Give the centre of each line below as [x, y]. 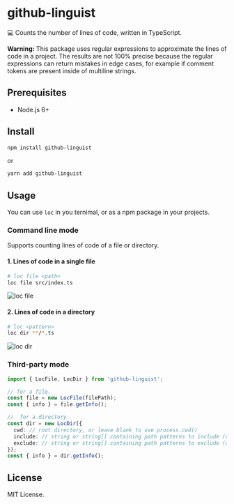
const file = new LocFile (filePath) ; [62, 398]
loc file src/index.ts [40, 283]
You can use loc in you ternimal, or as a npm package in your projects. [109, 212]
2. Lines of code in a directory [51, 312]
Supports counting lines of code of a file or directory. [83, 245]
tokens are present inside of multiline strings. [72, 70]
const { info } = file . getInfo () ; [57, 405]
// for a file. [29, 392]
